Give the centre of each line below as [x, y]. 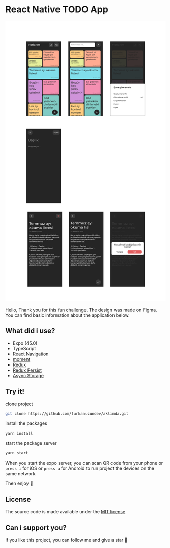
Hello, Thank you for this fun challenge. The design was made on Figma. [81, 310]
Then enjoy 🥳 [19, 483]
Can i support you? [36, 528]
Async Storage [28, 376]
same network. [21, 473]
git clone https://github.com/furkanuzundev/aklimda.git [67, 414]
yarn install [19, 434]
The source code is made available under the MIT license [65, 511]
